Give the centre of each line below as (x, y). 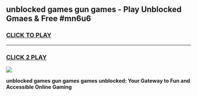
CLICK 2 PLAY (26, 57)
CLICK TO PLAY (29, 35)
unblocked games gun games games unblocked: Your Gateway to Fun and (98, 80)
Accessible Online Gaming (39, 87)
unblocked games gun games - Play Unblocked (94, 10)
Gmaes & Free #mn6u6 (49, 19)
